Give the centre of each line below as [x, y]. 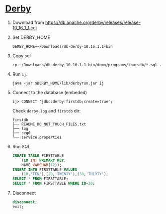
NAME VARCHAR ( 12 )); [42, 165]
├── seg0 [21, 133]
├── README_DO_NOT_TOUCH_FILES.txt [49, 124]
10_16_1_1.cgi [25, 27]
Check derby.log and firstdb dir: [46, 110]
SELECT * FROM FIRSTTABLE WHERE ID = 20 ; [54, 184]
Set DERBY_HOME [31, 37]
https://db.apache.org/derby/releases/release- [93, 22]
